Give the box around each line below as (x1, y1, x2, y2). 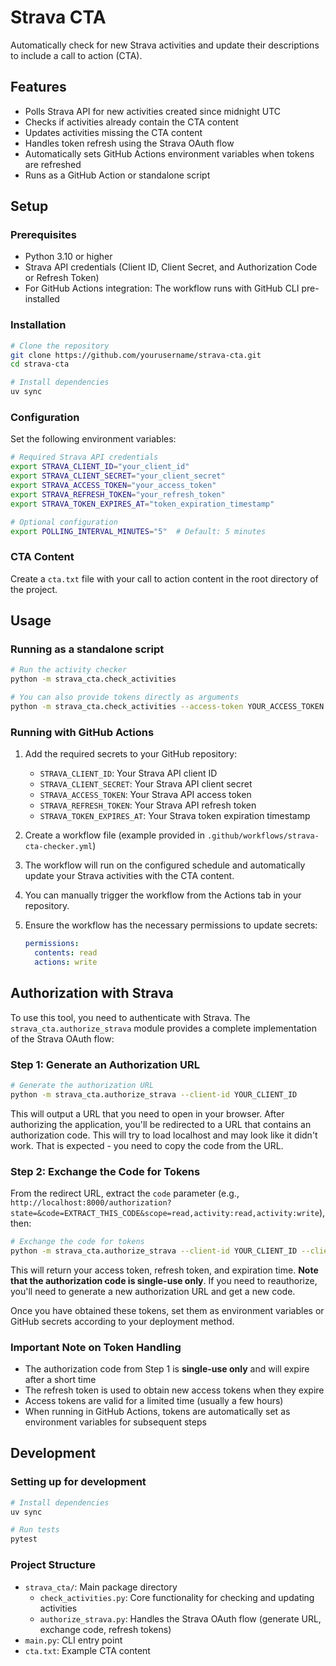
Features (10, 79, 67, 96)
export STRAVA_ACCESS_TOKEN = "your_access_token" (10, 481, 217, 491)
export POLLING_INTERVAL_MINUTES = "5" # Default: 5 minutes (10, 526, 267, 536)
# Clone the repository (10, 341, 110, 351)
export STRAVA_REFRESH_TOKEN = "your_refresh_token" (10, 489, 226, 500)
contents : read (34, 948, 98, 958)
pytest (10, 1534, 38, 1545)
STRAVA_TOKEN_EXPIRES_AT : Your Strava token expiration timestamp (39, 810, 311, 822)
